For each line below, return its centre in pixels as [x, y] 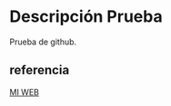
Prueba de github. [43, 42]
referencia [40, 70]
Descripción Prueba [86, 17]
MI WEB [24, 92]
